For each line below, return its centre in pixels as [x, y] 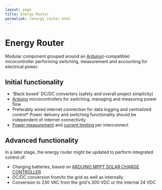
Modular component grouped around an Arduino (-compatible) [68, 56]
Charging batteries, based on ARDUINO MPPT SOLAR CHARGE [76, 167]
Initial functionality [34, 82]
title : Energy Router [27, 14]
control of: [15, 157]
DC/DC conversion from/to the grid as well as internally [68, 177]
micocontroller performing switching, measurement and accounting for [76, 62]
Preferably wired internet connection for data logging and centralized [82, 109]
